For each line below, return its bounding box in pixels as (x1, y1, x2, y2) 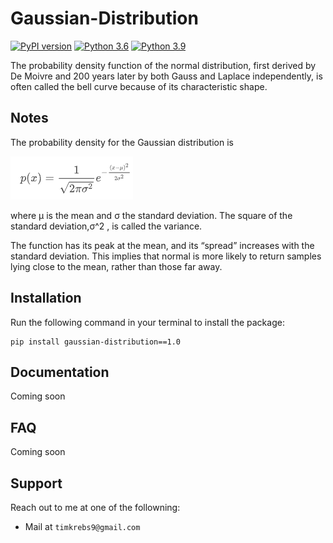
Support (10, 475, 63, 492)
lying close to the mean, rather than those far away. (10, 260, 223, 272)
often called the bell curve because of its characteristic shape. (10, 80, 268, 92)
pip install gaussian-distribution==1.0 (10, 337, 182, 347)
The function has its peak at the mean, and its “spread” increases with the (10, 239, 315, 251)
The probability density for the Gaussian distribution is (10, 136, 234, 148)
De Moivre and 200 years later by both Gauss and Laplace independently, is (10, 70, 323, 82)
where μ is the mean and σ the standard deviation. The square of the (10, 209, 293, 221)
